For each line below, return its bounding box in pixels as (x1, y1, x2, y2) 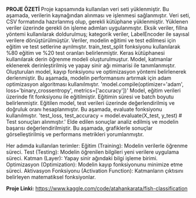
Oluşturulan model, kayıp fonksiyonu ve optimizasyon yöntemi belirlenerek (6, 68, 187, 75)
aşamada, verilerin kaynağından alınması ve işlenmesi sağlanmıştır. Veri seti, (6, 12, 191, 19)
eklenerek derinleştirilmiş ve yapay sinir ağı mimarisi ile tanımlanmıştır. (6, 62, 177, 69)
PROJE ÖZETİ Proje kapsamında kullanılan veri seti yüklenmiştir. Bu (6, 6, 170, 12)
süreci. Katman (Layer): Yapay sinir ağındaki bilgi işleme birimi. (6, 155, 158, 161)
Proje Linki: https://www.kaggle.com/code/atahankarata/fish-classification (6, 185, 188, 192)
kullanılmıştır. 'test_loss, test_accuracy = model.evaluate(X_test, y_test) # (6, 112, 182, 119)
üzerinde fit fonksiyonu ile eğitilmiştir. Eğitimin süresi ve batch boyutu (6, 93, 174, 100)
